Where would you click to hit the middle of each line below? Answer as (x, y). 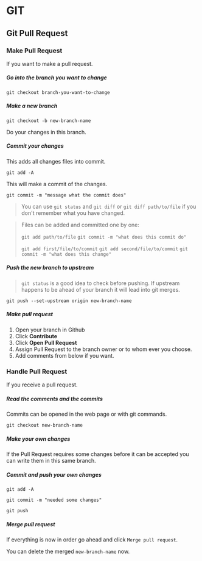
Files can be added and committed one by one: (80, 225)
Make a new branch (32, 106)
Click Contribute (36, 336)
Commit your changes (35, 146)
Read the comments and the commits (55, 399)
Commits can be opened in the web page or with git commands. (87, 414)
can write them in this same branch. (51, 460)
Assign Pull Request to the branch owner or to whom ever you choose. (103, 349)
